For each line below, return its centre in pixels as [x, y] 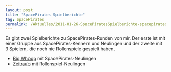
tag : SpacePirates [25, 19]
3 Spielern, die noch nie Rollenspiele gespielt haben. [60, 49]
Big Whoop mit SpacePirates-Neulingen [54, 59]
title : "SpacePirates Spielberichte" [45, 15]
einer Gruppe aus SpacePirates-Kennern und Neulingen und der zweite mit [84, 44]
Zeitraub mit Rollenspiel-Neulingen [49, 64]
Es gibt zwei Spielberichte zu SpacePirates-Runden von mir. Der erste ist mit [85, 38]
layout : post [19, 10]
